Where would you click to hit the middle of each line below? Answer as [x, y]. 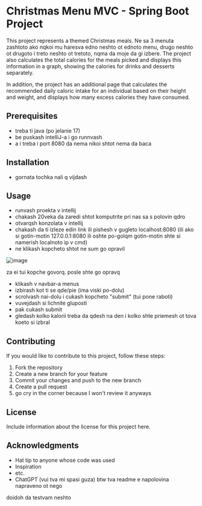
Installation [28, 163]
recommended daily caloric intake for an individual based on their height [96, 90]
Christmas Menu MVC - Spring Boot [98, 11]
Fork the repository [39, 368]
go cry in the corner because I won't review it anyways [83, 393]
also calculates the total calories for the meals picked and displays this [94, 60]
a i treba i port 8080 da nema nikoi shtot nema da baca [83, 144]
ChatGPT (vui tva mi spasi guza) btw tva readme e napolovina [92, 479]
